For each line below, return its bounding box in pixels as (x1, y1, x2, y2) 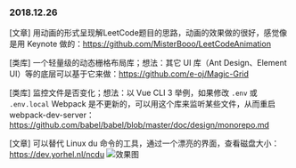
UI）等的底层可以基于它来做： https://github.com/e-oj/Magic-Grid (9, 68, 250, 79)
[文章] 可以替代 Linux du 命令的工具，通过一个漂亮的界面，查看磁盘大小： (9, 138, 280, 148)
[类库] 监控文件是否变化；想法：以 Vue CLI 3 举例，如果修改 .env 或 (9, 87, 259, 99)
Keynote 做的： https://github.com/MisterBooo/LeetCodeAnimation (26, 38, 272, 50)
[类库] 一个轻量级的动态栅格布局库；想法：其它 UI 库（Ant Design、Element (9, 58, 287, 68)
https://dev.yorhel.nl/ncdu (9, 149, 105, 160)
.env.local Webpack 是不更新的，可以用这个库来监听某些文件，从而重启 (9, 99, 276, 109)
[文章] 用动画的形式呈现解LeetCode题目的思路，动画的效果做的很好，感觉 (9, 28, 280, 38)
